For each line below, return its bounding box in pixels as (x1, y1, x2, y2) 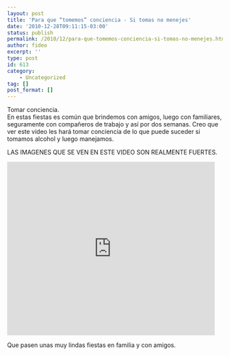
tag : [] (7, 80, 29, 87)
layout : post (7, 10, 44, 17)
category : (7, 67, 36, 74)
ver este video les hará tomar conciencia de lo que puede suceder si (7, 128, 201, 136)
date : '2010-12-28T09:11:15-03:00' (7, 23, 109, 30)
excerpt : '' (7, 49, 41, 56)
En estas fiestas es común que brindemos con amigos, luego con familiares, (7, 113, 222, 121)
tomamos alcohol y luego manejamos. (7, 135, 114, 143)
